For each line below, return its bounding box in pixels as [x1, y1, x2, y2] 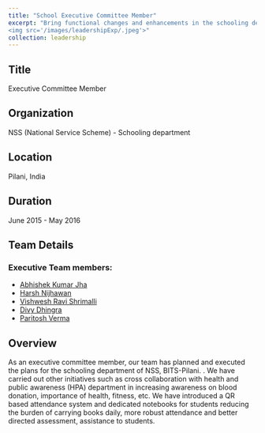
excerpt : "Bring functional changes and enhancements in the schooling [8, 19, 248, 27]
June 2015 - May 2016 [8, 215, 81, 225]
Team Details [8, 238, 74, 251]
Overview [8, 337, 58, 350]
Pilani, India [8, 171, 46, 181]
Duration [8, 194, 53, 208]
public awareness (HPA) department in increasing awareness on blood [8, 382, 237, 392]
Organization [8, 107, 73, 120]
